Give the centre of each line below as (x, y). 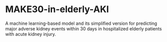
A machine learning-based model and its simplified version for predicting (81, 23)
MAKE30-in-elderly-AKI (57, 9)
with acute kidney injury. (31, 34)
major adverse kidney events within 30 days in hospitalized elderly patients (83, 28)
